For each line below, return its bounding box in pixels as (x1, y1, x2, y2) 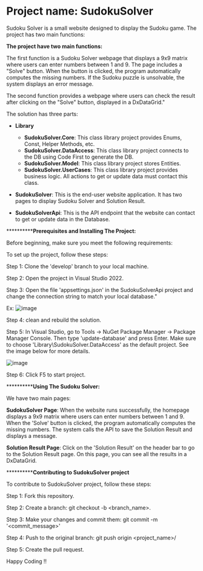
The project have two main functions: (6, 43, 103, 50)
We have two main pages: (6, 394, 71, 402)
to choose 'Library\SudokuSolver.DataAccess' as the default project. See (6, 341, 189, 348)
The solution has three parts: (6, 110, 78, 117)
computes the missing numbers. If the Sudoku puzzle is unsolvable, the (6, 74, 185, 81)
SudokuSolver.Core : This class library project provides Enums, (24, 134, 182, 141)
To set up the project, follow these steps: (6, 251, 108, 258)
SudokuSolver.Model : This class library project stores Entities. (24, 159, 181, 167)
